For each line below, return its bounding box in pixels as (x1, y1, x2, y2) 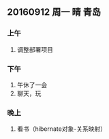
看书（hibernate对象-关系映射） (16, 125, 107, 133)
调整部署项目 (16, 45, 53, 53)
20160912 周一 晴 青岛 (7, 6, 102, 18)
